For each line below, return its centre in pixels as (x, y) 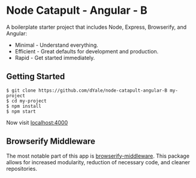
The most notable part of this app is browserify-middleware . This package (98, 156)
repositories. (22, 168)
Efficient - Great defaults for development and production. (87, 51)
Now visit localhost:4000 (37, 122)
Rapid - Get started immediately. (55, 58)
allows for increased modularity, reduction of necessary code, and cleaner (98, 162)
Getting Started (36, 76)
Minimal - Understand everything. (57, 45)
